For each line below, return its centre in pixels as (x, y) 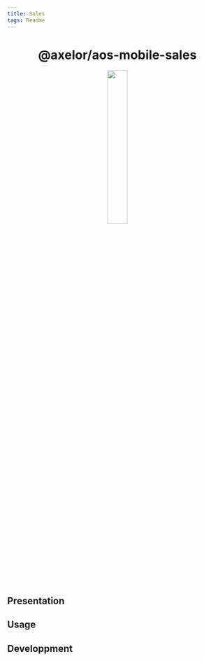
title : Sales (26, 14)
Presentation (36, 600)
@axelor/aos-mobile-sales (117, 55)
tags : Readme (26, 20)
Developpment (40, 648)
